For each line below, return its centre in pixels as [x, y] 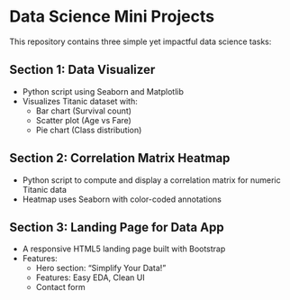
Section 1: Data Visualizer [82, 70]
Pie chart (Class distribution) [89, 130]
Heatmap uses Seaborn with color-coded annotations [122, 199]
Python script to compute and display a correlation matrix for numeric [151, 180]
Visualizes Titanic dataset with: [80, 101]
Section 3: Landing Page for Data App [117, 227]
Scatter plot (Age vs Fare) [84, 120]
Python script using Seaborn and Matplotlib [103, 91]
